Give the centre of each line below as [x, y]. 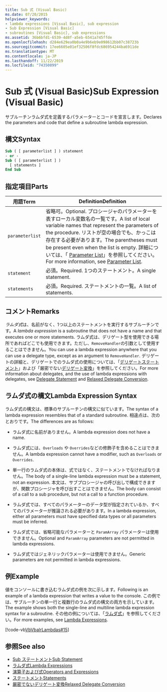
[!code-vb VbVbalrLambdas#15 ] [37, 629]
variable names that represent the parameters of [102, 226]
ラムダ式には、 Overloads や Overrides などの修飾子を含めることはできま [86, 448]
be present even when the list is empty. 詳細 [97, 248]
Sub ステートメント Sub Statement [47, 659]
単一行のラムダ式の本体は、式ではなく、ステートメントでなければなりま [86, 470]
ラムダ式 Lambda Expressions [42, 666]
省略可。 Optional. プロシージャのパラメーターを [101, 211]
